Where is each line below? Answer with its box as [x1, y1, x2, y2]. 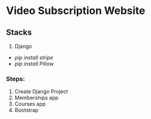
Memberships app [14, 94, 59, 101]
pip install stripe [14, 54, 54, 61]
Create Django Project [14, 88, 68, 95]
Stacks [6, 27, 32, 37]
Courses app [14, 100, 46, 107]
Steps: [6, 75, 25, 83]
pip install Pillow [14, 60, 54, 67]
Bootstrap [14, 107, 39, 114]
